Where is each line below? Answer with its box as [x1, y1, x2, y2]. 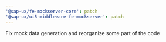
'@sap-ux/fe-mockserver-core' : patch [5, 8, 98, 14]
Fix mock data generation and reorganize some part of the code [5, 29, 160, 36]
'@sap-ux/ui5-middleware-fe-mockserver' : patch [5, 14, 124, 20]
